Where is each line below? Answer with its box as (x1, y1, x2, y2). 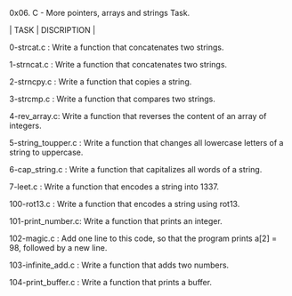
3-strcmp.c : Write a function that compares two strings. (9, 93, 215, 104)
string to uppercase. (9, 147, 84, 157)
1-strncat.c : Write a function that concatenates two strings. (9, 60, 228, 69)
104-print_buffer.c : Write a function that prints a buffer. (9, 277, 212, 287)
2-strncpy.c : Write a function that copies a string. (9, 76, 192, 87)
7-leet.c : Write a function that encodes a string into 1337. (9, 181, 220, 192)
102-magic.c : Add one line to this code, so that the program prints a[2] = (9, 233, 278, 244)
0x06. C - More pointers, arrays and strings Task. (9, 8, 191, 18)
